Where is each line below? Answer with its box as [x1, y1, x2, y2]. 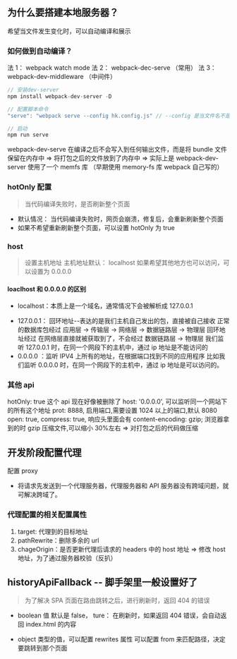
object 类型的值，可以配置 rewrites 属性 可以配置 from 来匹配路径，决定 [17, 635, 226, 643]
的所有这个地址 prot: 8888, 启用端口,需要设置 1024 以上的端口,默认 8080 [7, 406, 217, 415]
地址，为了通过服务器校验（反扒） [17, 553, 117, 562]
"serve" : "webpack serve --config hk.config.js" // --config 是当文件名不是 [7, 112, 231, 119]
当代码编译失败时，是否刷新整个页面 [24, 200, 130, 208]
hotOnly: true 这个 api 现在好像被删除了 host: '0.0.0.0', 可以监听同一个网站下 [7, 397, 228, 406]
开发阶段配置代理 [7, 447, 82, 459]
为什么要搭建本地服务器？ [7, 6, 119, 19]
